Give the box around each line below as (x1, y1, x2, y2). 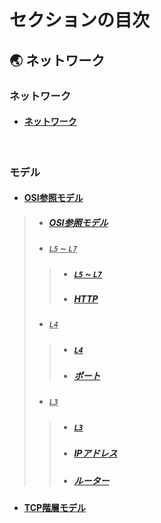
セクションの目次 (9, 9, 151, 32)
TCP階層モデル (23, 501, 87, 513)
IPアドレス (73, 447, 118, 460)
